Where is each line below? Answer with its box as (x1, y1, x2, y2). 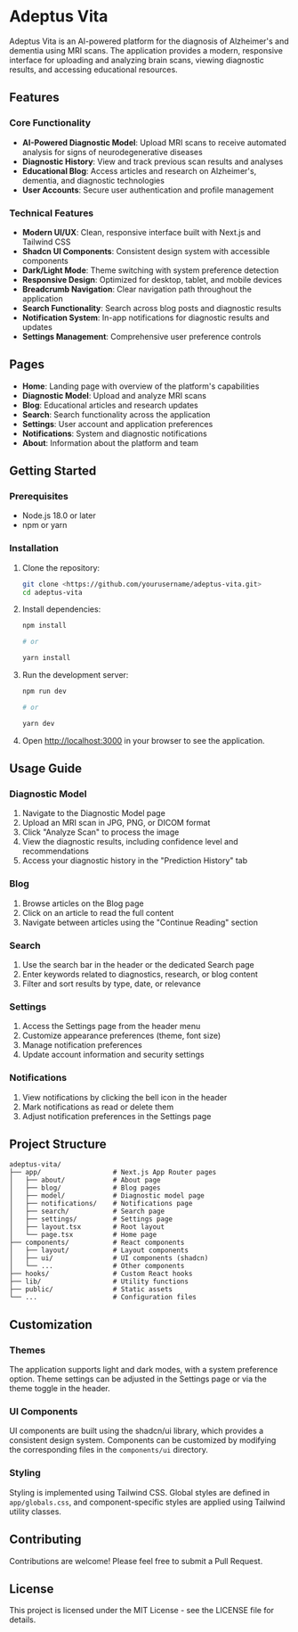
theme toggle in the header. (9, 1383, 111, 1394)
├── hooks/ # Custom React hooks (9, 1269, 193, 1279)
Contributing (9, 1532, 82, 1547)
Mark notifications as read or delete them (21, 1101, 174, 1112)
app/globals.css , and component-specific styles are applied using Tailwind (9, 1496, 286, 1507)
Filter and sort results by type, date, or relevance (21, 978, 202, 989)
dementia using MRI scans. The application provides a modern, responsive (9, 45, 283, 55)
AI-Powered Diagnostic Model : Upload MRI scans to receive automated (21, 136, 287, 148)
